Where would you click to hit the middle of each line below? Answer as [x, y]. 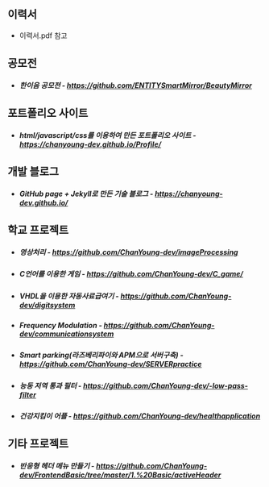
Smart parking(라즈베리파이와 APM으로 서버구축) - [101, 355]
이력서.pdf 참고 [43, 35]
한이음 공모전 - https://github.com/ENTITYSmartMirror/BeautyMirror [136, 85]
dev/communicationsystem [66, 334]
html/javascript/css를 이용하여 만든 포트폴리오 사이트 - [108, 135]
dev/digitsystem [47, 305]
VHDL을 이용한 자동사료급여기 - [69, 296]
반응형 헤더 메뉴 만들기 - [57, 465]
